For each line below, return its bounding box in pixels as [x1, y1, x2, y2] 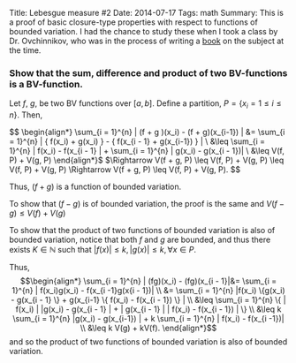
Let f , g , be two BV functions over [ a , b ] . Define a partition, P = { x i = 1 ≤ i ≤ [9, 98, 282, 111]
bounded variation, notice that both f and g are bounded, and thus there [9, 234, 271, 246]
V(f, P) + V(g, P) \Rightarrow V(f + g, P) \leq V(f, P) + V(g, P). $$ [9, 164, 241, 175]
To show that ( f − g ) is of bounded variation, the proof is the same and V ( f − [9, 199, 285, 209]
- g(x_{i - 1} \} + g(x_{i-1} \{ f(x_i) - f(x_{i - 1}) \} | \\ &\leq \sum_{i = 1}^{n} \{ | [11, 295, 286, 306]
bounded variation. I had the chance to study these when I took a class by [9, 26, 278, 36]
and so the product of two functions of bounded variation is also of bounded [9, 337, 288, 347]
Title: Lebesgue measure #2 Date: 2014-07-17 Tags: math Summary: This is [9, 8, 285, 18]
